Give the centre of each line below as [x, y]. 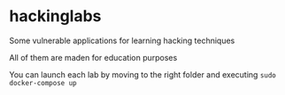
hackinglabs [55, 16]
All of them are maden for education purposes [93, 57]
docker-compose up [43, 83]
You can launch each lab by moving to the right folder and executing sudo [143, 74]
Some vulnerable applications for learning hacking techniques [122, 40]
